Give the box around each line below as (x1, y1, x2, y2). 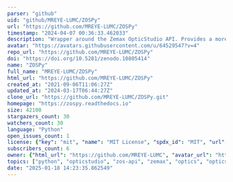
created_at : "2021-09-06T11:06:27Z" (7, 81, 113, 88)
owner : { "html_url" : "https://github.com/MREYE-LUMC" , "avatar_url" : (7, 152, 213, 159)
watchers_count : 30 (7, 119, 64, 127)
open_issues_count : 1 (7, 132, 70, 139)
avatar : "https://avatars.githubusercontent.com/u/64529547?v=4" (7, 42, 200, 49)
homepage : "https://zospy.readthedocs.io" (7, 100, 132, 107)
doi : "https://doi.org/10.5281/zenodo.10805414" (7, 55, 150, 62)
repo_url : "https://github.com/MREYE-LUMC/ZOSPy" (7, 49, 154, 56)
